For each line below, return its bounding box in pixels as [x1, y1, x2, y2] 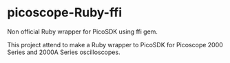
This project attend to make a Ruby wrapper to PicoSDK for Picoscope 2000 [7, 40, 224, 49]
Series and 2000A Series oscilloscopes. [7, 48, 121, 56]
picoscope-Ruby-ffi [7, 5, 123, 21]
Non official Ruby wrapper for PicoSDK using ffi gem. [7, 27, 158, 36]
